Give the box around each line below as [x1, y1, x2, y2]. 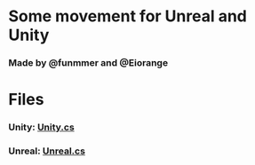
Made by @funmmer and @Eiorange [8, 57, 169, 69]
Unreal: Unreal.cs [8, 145, 86, 157]
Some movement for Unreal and [8, 6, 248, 27]
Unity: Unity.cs [8, 122, 75, 134]
